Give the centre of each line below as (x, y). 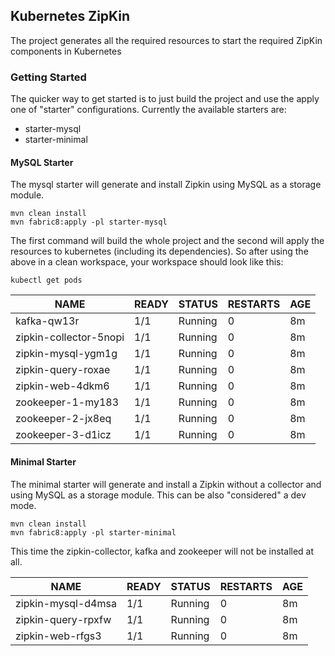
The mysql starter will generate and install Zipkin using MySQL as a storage (166, 185)
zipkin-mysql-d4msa (66, 603)
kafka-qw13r (47, 321)
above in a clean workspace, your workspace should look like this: (147, 262)
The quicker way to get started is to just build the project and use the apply (165, 99)
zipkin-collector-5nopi (70, 337)
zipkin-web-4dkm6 (62, 386)
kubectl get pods (46, 280)
